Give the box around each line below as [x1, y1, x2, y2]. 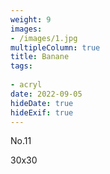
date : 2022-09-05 [10, 89, 83, 99]
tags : [10, 61, 33, 71]
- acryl [10, 80, 43, 90]
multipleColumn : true [10, 42, 101, 53]
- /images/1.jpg [10, 33, 78, 43]
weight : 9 [10, 14, 52, 25]
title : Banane [10, 52, 70, 62]
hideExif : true [10, 107, 74, 118]
